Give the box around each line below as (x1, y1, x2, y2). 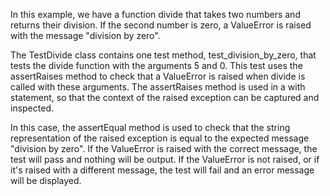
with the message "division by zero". (10, 30, 161, 41)
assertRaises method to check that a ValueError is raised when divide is (10, 70, 306, 82)
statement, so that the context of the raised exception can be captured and (10, 92, 320, 103)
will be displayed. (10, 175, 82, 186)
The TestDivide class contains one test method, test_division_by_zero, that (10, 49, 317, 61)
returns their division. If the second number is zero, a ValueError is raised (10, 19, 312, 31)
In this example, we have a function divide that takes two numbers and (10, 9, 301, 20)
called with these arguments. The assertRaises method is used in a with (10, 81, 306, 93)
